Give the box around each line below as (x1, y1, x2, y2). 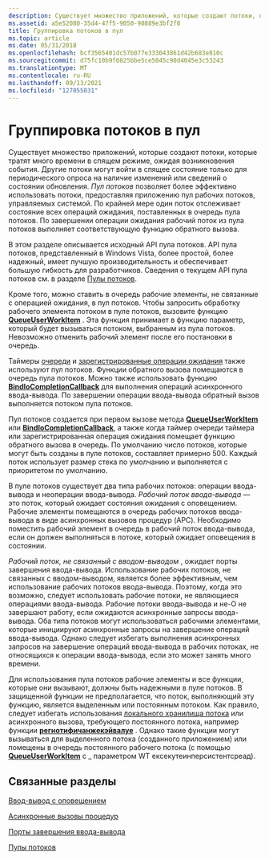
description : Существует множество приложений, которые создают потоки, (8, 11, 256, 20)
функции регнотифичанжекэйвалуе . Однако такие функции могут (8, 726, 239, 736)
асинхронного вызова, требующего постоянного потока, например (8, 717, 239, 727)
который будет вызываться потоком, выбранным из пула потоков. (8, 324, 235, 333)
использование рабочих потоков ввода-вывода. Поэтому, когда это (8, 582, 243, 592)
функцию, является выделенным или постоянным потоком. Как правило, (8, 700, 259, 710)
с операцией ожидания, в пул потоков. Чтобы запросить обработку (8, 298, 240, 308)
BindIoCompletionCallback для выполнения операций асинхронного (8, 382, 243, 392)
